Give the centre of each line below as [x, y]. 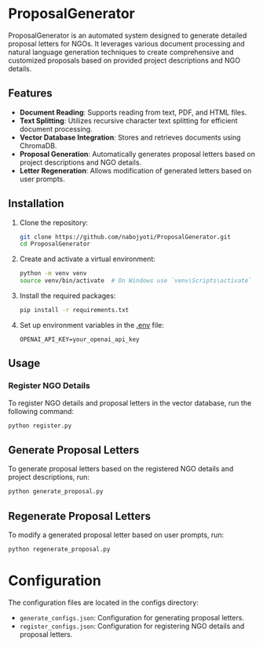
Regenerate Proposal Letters [80, 516]
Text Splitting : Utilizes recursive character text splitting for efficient [128, 120]
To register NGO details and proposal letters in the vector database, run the [130, 403]
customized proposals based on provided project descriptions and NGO [124, 60]
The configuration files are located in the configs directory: [103, 602]
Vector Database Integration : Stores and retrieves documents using [130, 137]
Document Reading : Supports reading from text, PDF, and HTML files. [133, 112]
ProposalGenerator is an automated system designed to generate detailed [128, 35]
